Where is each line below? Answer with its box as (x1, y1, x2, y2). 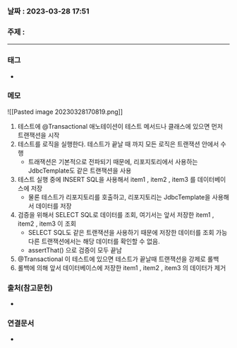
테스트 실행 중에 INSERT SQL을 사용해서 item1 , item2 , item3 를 (17, 175, 196, 183)
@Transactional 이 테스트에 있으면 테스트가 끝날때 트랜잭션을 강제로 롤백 (17, 255, 219, 263)
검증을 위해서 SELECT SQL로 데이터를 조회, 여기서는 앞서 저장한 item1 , (17, 210, 214, 219)
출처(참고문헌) (7, 283, 53, 293)
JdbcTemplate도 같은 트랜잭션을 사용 (28, 166, 132, 175)
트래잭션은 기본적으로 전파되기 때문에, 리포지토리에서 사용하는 (28, 157, 198, 166)
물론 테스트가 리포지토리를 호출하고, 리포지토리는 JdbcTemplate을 (28, 192, 211, 201)
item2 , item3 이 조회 (17, 219, 76, 228)
